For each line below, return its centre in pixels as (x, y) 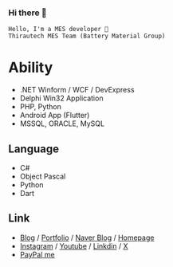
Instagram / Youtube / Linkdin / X (74, 245)
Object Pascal (43, 177)
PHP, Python (41, 107)
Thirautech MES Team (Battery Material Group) (87, 36)
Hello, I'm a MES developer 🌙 (59, 29)
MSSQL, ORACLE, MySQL (62, 124)
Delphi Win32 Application (61, 98)
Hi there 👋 (28, 13)
